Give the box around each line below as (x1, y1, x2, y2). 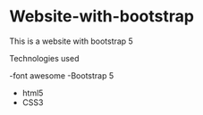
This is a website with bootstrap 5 (9, 36, 134, 46)
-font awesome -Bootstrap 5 (9, 70, 114, 81)
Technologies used (9, 53, 80, 63)
